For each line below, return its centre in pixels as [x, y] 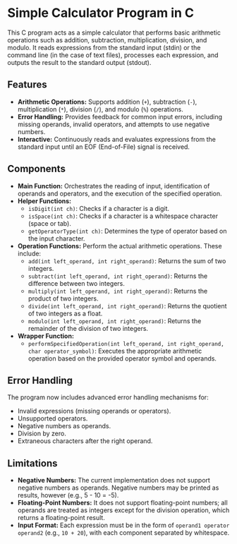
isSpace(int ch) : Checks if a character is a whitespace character [123, 216]
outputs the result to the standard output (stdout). [79, 62]
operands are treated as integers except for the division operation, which [123, 510]
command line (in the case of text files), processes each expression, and [113, 55]
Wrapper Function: [45, 336]
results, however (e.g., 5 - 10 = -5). [68, 495]
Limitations [32, 463]
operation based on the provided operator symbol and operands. [122, 358]
